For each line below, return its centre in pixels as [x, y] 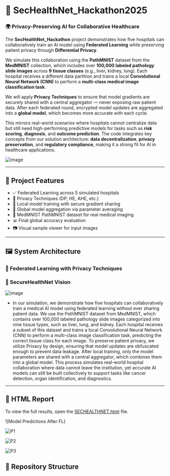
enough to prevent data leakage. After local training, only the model [83, 351]
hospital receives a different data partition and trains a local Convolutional [83, 76]
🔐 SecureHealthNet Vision [38, 282]
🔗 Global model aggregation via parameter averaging [68, 209]
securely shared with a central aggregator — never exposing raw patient [81, 102]
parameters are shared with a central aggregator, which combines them [87, 357]
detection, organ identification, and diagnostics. [62, 378]
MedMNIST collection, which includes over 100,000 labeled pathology [80, 66]
